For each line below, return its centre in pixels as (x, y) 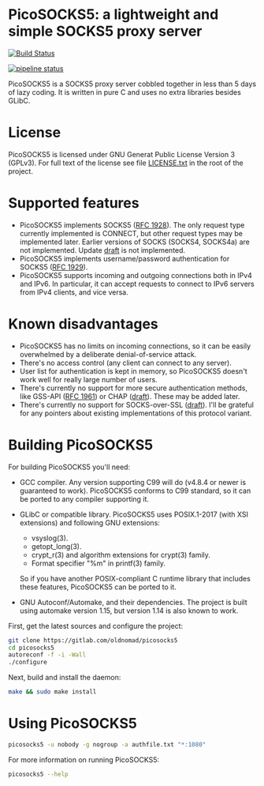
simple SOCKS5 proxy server (105, 31)
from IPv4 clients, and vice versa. (74, 292)
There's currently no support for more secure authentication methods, (134, 388)
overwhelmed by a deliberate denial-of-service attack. (108, 354)
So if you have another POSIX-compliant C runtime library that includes (135, 578)
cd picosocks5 (32, 648)
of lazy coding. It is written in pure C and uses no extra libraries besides (125, 92)
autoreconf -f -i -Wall (47, 655)
